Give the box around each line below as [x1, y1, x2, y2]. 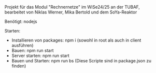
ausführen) [11, 43, 34, 48]
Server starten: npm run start [11, 53, 70, 58]
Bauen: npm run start [11, 48, 54, 53]
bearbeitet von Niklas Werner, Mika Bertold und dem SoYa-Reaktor [4, 9, 137, 15]
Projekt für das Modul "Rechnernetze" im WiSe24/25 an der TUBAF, [4, 4, 140, 10]
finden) [11, 63, 26, 69]
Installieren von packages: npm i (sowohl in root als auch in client [11, 37, 142, 43]
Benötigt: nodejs [4, 19, 37, 24]
